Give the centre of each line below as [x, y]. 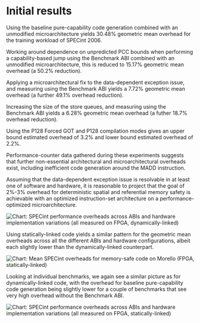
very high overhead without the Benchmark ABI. [65, 295]
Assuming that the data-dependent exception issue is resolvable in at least [98, 179]
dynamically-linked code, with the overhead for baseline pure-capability [95, 282]
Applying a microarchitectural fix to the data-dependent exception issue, [96, 82]
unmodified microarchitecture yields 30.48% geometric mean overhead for [99, 33]
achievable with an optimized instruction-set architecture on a [82, 198]
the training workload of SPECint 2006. [54, 40]
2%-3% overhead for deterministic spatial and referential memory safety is [99, 192]
